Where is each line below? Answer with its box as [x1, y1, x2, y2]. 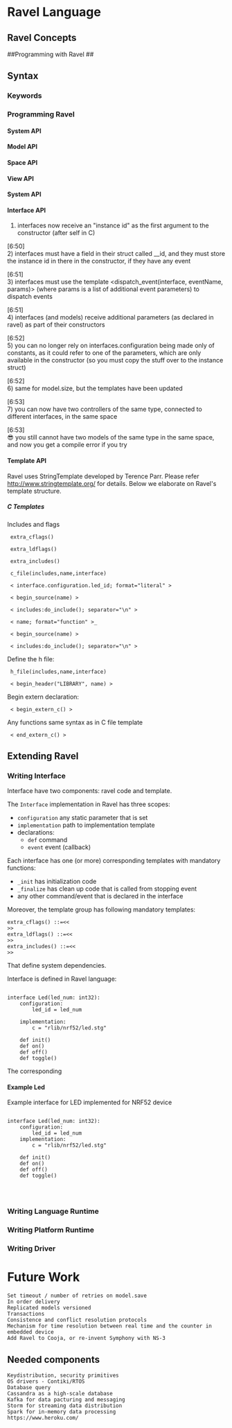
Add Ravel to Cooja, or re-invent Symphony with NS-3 [7, 1335, 166, 1342]
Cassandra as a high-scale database [7, 1390, 113, 1397]
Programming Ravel [7, 110, 75, 119]
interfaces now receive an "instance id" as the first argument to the [17, 221, 209, 229]
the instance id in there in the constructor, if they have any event [7, 257, 191, 265]
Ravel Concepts [7, 32, 77, 44]
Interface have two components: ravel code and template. [7, 787, 172, 795]
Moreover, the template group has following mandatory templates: [7, 905, 196, 914]
